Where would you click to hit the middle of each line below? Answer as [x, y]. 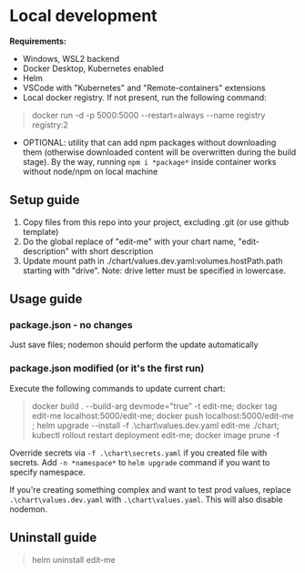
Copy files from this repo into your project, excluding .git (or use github [156, 222]
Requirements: [38, 41]
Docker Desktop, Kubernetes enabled [93, 68]
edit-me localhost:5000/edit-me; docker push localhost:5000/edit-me [163, 415]
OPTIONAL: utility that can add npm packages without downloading [149, 142]
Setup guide [45, 200]
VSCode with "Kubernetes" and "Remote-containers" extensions [144, 87]
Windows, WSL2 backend [71, 58]
